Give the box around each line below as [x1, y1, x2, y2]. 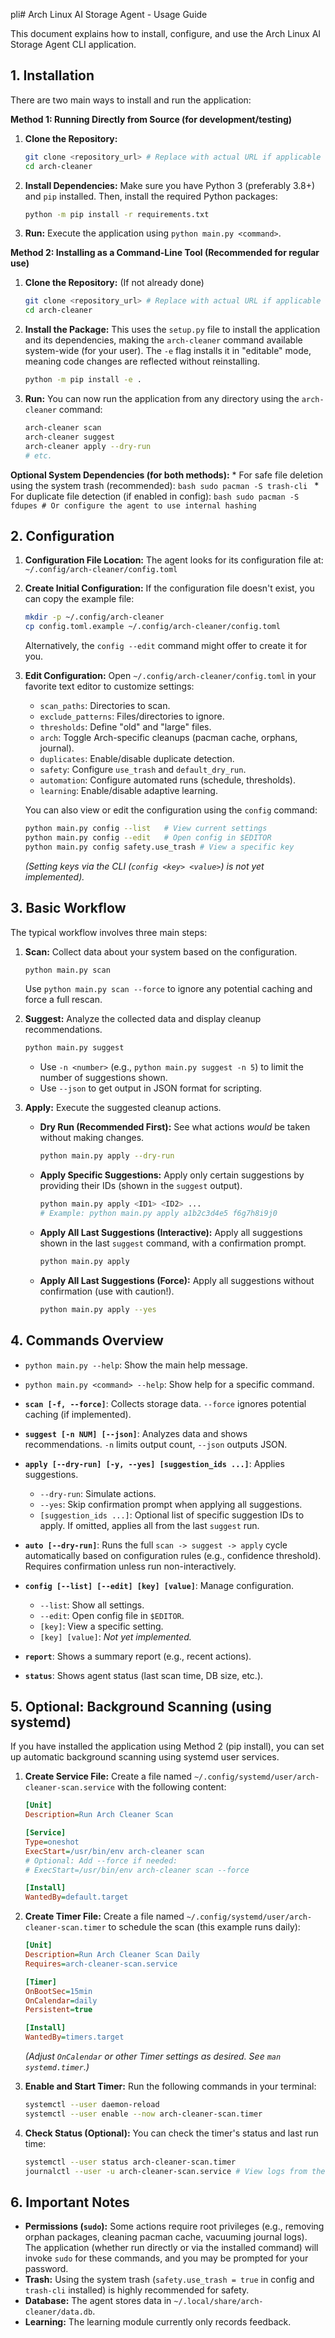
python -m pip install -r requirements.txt [24, 209, 210, 219]
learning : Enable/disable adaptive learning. [39, 785, 218, 797]
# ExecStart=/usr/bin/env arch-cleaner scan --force [24, 1865, 250, 1875]
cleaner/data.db [24, 2307, 93, 2318]
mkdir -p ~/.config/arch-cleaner [24, 612, 165, 623]
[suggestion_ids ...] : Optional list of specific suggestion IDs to [39, 1509, 305, 1521]
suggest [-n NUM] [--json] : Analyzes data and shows [24, 1427, 248, 1439]
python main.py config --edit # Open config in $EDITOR [24, 833, 272, 843]
